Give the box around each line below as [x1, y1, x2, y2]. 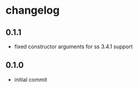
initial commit [14, 76, 47, 83]
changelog [5, 4, 60, 17]
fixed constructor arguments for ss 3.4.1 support [14, 43, 133, 50]
